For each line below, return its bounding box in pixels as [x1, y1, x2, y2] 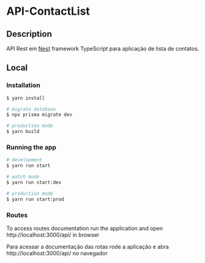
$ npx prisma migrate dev [6, 112, 72, 118]
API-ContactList [6, 4, 91, 18]
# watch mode [6, 173, 40, 180]
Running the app [6, 143, 57, 151]
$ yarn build [6, 129, 40, 135]
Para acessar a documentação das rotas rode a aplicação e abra [6, 243, 170, 250]
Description [6, 29, 52, 39]
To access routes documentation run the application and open [6, 224, 163, 232]
